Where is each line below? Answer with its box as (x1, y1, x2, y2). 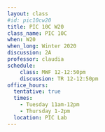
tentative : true (13, 88, 61, 95)
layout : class (7, 10, 49, 17)
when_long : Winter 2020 (7, 43, 77, 50)
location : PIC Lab (13, 114, 68, 121)
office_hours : (7, 82, 49, 89)
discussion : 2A (7, 50, 52, 57)
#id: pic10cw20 (7, 17, 52, 24)
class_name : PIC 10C (7, 29, 68, 37)
